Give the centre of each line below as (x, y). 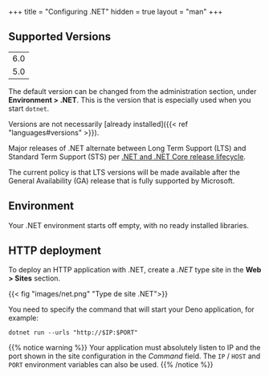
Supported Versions (59, 37)
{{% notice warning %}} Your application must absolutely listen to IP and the (134, 348)
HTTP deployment (55, 251)
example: (23, 318)
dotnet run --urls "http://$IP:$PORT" (73, 333)
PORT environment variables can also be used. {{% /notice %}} (111, 365)
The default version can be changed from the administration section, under (132, 91)
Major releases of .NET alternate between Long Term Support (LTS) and (127, 148)
